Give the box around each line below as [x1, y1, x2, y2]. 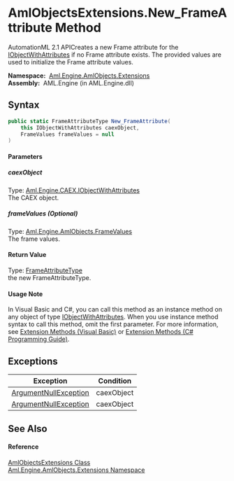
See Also [8, 423, 47, 435]
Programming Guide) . [8, 335, 70, 344]
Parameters [8, 152, 43, 160]
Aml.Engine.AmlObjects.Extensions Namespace [8, 466, 145, 474]
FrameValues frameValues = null [20, 131, 115, 138]
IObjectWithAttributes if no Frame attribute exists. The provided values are [8, 50, 222, 59]
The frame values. [8, 235, 61, 243]
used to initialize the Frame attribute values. [8, 57, 133, 66]
